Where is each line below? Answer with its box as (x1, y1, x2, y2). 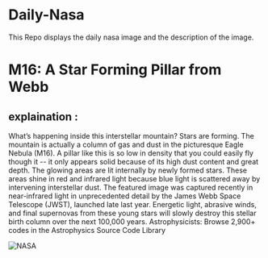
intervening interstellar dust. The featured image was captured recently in (8, 182, 253, 192)
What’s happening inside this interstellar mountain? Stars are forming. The (8, 131, 254, 140)
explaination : (8, 110, 78, 123)
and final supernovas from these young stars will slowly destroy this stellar (8, 208, 257, 218)
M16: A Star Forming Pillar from (8, 60, 222, 79)
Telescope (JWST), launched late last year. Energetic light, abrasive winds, (8, 199, 257, 209)
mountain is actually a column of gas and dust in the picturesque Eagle (8, 139, 244, 149)
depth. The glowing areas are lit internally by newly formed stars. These (8, 165, 248, 175)
